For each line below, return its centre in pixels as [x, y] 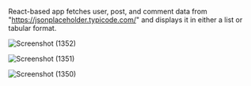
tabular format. [32, 28]
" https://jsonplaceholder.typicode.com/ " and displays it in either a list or [125, 20]
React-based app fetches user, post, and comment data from [108, 11]
